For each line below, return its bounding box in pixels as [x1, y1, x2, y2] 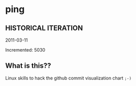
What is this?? [5, 62, 51, 70]
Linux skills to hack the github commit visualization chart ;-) [5, 75, 132, 81]
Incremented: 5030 [5, 47, 46, 53]
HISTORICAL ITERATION [5, 24, 83, 32]
